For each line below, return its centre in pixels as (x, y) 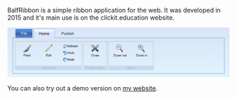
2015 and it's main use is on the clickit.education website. (91, 18)
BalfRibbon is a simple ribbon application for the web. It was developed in (114, 10)
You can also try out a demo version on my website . (83, 88)
